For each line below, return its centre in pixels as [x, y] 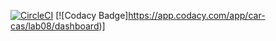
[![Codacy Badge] [92, 15]
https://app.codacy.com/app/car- [197, 15]
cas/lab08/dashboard [55, 26]
